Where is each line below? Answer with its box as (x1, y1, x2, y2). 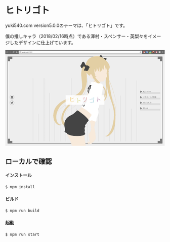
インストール (5, 172, 32, 178)
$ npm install (5, 184, 35, 189)
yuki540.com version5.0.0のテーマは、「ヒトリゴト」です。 (5, 22, 128, 28)
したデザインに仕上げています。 (9, 39, 76, 46)
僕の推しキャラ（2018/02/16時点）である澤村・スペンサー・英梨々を (5, 33, 148, 39)
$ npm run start (5, 232, 39, 237)
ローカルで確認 (5, 157, 52, 165)
